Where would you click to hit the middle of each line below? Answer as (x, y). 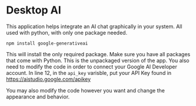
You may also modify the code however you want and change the (85, 90)
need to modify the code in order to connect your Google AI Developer (92, 66)
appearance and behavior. (38, 97)
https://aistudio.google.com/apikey (49, 79)
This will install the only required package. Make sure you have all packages (98, 54)
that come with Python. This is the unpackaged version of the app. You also (98, 60)
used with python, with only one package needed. (67, 32)
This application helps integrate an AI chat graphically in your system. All (94, 26)
